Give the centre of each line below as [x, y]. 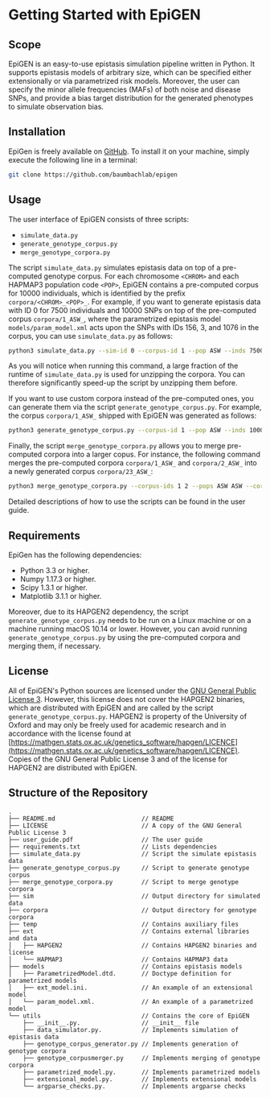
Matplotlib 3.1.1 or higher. [61, 596]
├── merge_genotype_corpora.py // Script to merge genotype [124, 882]
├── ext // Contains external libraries [129, 931]
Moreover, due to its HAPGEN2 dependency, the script [98, 611]
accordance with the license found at [70, 733]
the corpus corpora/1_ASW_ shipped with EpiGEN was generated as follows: [133, 415]
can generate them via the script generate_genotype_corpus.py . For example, [135, 407]
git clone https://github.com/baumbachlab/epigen [93, 175]
